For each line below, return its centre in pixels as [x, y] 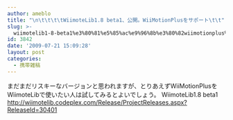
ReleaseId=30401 [32, 110]
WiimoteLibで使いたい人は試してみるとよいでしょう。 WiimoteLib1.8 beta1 [113, 94]
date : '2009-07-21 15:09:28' [49, 46]
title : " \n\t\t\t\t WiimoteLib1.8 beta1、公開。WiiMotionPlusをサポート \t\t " [116, 20]
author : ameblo [29, 14]
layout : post [26, 53]
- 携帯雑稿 [27, 65]
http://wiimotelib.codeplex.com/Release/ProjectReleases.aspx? [97, 102]
